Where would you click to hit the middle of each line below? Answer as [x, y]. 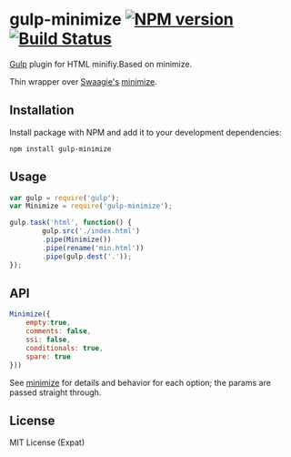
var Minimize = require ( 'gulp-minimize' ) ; [91, 206]
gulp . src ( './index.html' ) [91, 231]
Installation [42, 111]
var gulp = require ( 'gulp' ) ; [65, 198]
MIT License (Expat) [47, 442]
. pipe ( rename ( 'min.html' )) [93, 248]
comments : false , [59, 331]
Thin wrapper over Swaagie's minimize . [83, 81]
